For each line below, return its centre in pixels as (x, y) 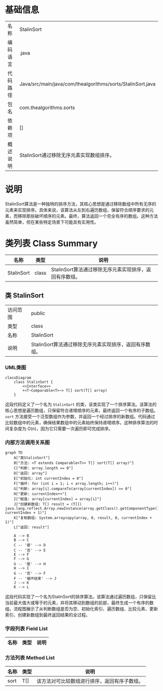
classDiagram (18, 378)
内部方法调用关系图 (27, 442)
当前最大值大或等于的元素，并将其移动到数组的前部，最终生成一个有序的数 (79, 603)
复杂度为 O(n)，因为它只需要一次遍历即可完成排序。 (61, 428)
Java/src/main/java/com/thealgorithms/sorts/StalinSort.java (87, 84)
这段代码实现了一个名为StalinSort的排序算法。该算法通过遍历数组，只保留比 (81, 597)
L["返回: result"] (32, 527)
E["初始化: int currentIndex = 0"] (49, 478)
